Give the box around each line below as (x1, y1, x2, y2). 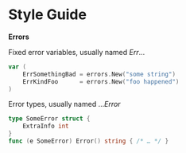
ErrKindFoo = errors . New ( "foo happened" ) (22, 77, 180, 85)
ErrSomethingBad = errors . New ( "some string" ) (22, 70, 176, 78)
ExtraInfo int (22, 122, 69, 131)
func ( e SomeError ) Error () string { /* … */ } (8, 137, 169, 145)
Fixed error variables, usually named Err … (8, 47, 145, 57)
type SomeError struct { (8, 115, 91, 123)
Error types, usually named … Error (8, 100, 121, 109)
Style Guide (8, 6, 87, 24)
